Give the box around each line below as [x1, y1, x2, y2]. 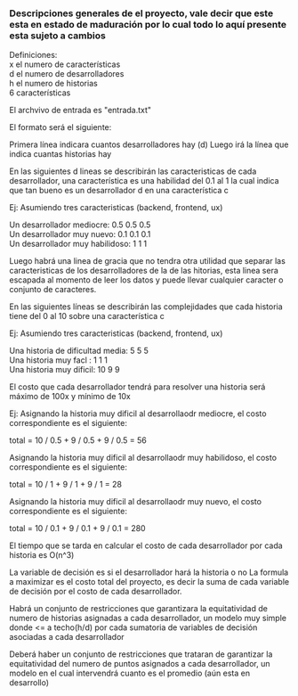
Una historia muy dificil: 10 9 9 [9, 364, 120, 375]
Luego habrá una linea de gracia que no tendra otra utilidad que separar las [9, 256, 286, 266]
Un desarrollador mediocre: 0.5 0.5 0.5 [9, 219, 151, 230]
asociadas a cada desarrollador [9, 632, 125, 643]
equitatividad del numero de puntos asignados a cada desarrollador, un [9, 659, 270, 669]
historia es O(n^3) [9, 550, 75, 561]
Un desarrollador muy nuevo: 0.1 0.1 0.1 [9, 229, 151, 240]
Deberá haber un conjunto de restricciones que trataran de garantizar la [9, 649, 273, 659]
